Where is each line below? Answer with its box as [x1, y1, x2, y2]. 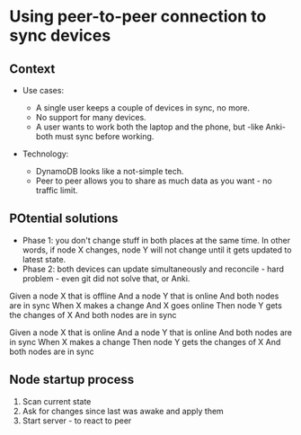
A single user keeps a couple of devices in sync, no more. [35, 102, 250, 113]
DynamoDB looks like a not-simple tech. [35, 166, 184, 176]
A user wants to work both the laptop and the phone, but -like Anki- [35, 121, 286, 132]
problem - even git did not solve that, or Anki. [22, 272, 190, 284]
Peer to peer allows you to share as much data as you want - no [35, 175, 272, 186]
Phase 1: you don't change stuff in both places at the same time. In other [22, 235, 290, 245]
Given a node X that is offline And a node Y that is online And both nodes [9, 290, 279, 301]
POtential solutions [9, 211, 119, 226]
